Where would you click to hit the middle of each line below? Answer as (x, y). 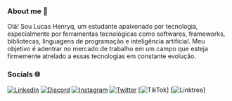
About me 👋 (27, 11)
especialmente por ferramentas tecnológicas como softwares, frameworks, (116, 34)
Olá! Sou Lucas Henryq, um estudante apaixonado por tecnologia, (103, 27)
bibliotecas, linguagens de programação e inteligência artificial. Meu (106, 41)
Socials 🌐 (24, 74)
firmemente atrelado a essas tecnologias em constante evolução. (102, 56)
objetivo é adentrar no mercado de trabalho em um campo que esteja (108, 49)
